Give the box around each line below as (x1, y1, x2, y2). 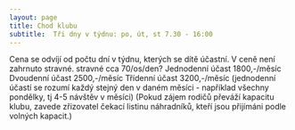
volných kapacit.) (9, 110, 73, 121)
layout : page (9, 12, 58, 22)
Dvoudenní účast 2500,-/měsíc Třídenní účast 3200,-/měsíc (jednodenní (9, 73, 276, 84)
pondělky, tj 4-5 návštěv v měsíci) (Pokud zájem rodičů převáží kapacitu (9, 92, 275, 102)
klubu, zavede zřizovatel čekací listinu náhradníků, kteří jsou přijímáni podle (9, 102, 287, 112)
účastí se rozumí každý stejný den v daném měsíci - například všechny (9, 82, 269, 93)
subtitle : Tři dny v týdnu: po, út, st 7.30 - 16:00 (9, 29, 214, 38)
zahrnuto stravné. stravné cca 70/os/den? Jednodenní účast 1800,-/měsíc (9, 63, 282, 74)
